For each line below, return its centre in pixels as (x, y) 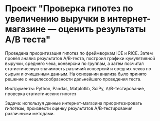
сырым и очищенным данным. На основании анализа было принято (76, 74)
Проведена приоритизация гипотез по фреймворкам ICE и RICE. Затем (79, 53)
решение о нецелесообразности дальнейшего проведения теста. (73, 79)
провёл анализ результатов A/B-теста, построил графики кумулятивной (80, 58)
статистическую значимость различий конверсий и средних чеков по (78, 68)
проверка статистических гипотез (41, 94)
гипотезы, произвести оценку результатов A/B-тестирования (69, 108)
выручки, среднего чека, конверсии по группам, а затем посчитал (75, 63)
